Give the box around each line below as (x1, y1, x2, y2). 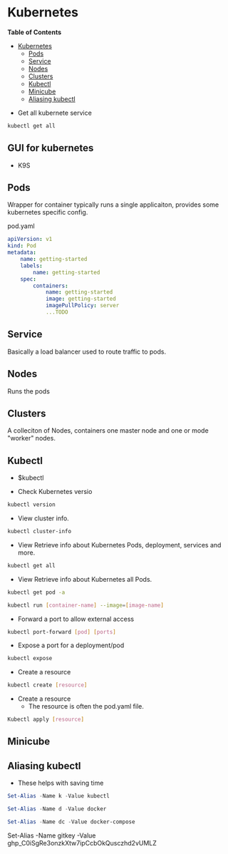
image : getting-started (45, 295, 116, 303)
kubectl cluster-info (7, 528, 72, 535)
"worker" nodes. (7, 434, 56, 443)
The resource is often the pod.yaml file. (28, 702, 144, 711)
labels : (20, 262, 43, 269)
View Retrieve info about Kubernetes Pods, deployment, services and (17, 540, 222, 549)
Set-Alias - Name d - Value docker (7, 806, 107, 813)
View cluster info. (17, 514, 69, 523)
